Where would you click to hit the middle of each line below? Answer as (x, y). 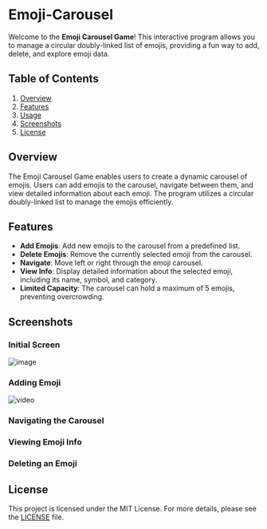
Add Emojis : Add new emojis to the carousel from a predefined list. (130, 246)
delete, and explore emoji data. (59, 53)
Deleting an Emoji (43, 464)
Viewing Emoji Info (45, 442)
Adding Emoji (35, 382)
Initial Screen (34, 345)
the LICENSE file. (36, 517)
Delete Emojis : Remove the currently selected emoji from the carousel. (136, 255)
